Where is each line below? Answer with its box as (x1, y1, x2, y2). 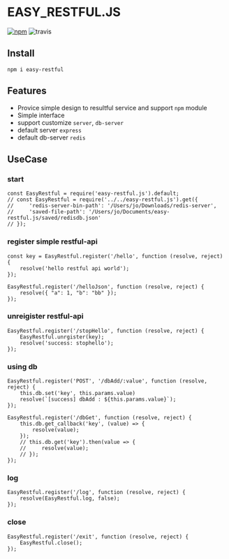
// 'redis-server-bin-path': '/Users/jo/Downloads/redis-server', (7, 202, 217, 209)
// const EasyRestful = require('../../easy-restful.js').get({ (7, 196, 198, 203)
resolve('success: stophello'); (20, 339, 114, 346)
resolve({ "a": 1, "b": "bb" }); (20, 289, 117, 297)
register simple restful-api (7, 237, 98, 246)
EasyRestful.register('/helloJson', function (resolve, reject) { (7, 283, 205, 290)
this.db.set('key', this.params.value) (20, 390, 136, 397)
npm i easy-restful (7, 66, 64, 73)
